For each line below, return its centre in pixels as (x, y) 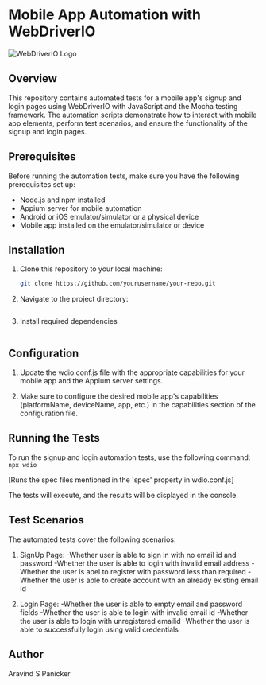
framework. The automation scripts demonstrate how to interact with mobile (133, 115)
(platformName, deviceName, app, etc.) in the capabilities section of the (138, 405)
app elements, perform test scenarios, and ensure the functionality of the (128, 123)
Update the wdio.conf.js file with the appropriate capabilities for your (132, 372)
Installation (37, 249)
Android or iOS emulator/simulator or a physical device (109, 216)
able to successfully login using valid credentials (99, 629)
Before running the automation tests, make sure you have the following (124, 176)
